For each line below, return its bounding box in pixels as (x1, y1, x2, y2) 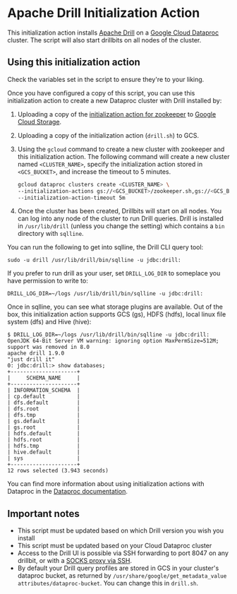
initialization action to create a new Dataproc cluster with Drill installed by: (7, 96, 222, 105)
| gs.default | (7, 418, 80, 425)
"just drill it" (7, 356, 55, 363)
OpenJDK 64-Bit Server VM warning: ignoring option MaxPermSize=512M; (7, 338, 219, 345)
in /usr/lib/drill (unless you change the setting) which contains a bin (17, 222, 225, 230)
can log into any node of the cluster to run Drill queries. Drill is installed (17, 214, 224, 223)
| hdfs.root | (7, 436, 80, 444)
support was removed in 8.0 (7, 344, 90, 351)
